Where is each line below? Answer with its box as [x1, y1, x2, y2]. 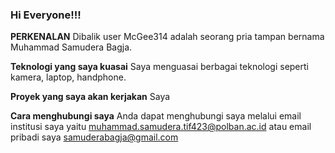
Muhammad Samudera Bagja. [10, 41, 133, 53]
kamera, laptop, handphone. [10, 71, 127, 83]
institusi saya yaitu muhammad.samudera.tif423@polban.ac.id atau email [10, 121, 312, 133]
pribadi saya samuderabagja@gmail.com [10, 131, 179, 143]
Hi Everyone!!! [10, 8, 82, 22]
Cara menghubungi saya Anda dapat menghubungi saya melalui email [10, 110, 302, 122]
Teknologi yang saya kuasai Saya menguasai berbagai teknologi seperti [10, 61, 309, 73]
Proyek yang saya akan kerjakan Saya [10, 91, 171, 103]
